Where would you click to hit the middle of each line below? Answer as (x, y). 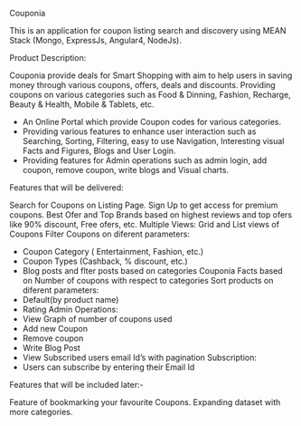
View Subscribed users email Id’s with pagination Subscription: (140, 358)
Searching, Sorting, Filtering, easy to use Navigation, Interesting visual (153, 141)
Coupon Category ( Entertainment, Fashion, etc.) (113, 252)
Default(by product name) (71, 300)
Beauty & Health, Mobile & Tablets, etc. (82, 104)
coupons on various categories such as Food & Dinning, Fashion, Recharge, (150, 95)
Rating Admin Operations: (71, 309)
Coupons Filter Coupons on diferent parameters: (99, 234)
